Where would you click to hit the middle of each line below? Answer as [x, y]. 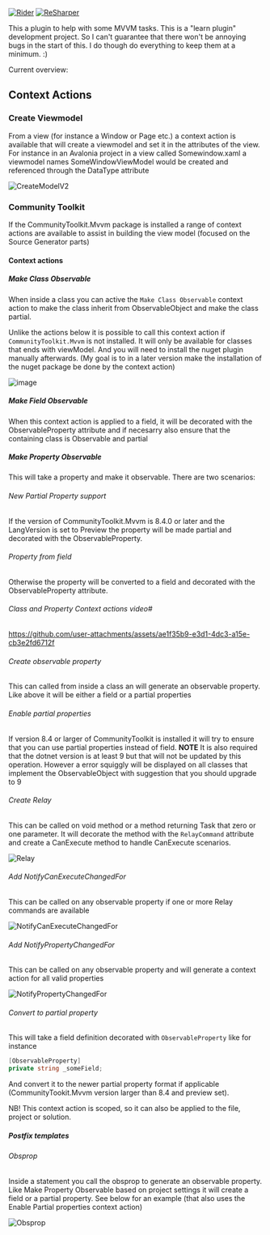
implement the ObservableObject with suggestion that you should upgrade [133, 773]
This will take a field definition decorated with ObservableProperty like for [130, 1037]
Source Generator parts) [49, 241]
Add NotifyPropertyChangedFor [62, 944]
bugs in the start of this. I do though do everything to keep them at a [122, 45]
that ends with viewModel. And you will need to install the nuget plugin [126, 349]
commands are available [49, 910]
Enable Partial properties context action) [76, 1207]
